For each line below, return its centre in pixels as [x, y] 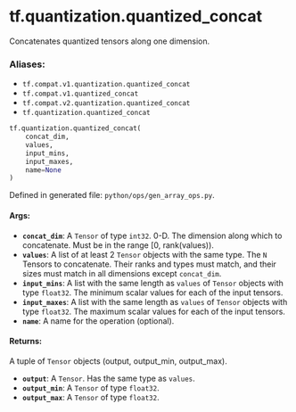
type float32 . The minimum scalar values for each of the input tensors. [152, 293]
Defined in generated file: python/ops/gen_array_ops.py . [112, 195]
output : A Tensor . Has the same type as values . [108, 378]
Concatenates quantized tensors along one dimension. [110, 41]
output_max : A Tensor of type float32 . [90, 397]
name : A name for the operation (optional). [98, 321]
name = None [44, 170]
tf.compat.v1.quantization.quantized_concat [106, 85]
